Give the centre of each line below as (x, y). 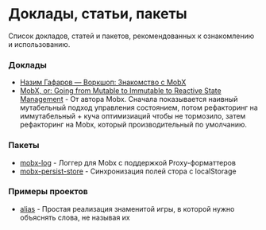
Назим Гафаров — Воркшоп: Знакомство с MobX (103, 82)
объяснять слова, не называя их (75, 217)
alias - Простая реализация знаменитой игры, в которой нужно (127, 209)
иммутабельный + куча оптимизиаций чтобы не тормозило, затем (133, 116)
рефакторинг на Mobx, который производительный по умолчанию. (133, 125)
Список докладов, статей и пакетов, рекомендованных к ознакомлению (131, 36)
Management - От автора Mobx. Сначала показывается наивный (129, 99)
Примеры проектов (48, 192)
